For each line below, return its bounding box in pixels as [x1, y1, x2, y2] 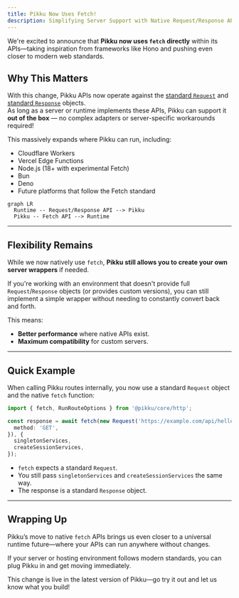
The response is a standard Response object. [17, 486, 147, 495]
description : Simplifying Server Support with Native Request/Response [7, 17, 224, 24]
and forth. [7, 302, 37, 310]
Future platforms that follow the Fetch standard [17, 187, 156, 196]
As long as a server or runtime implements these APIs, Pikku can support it [7, 106, 227, 115]
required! [7, 122, 34, 130]
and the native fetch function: [7, 391, 95, 399]
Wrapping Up [7, 513, 68, 525]
